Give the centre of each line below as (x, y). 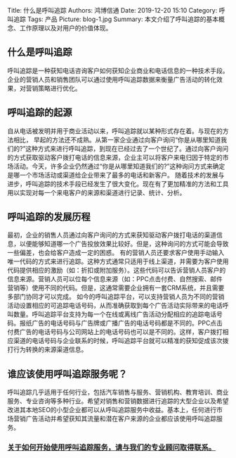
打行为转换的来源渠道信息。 (47, 349)
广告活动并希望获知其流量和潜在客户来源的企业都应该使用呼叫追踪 (121, 419)
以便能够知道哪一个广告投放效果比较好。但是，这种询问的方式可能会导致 (124, 244)
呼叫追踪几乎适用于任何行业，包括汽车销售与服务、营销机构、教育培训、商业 (118, 392)
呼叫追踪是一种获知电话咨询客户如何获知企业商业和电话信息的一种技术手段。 (118, 70)
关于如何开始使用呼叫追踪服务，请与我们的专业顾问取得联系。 (112, 447)
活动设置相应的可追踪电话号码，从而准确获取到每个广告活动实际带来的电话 (115, 306)
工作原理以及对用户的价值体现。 (66, 28)
